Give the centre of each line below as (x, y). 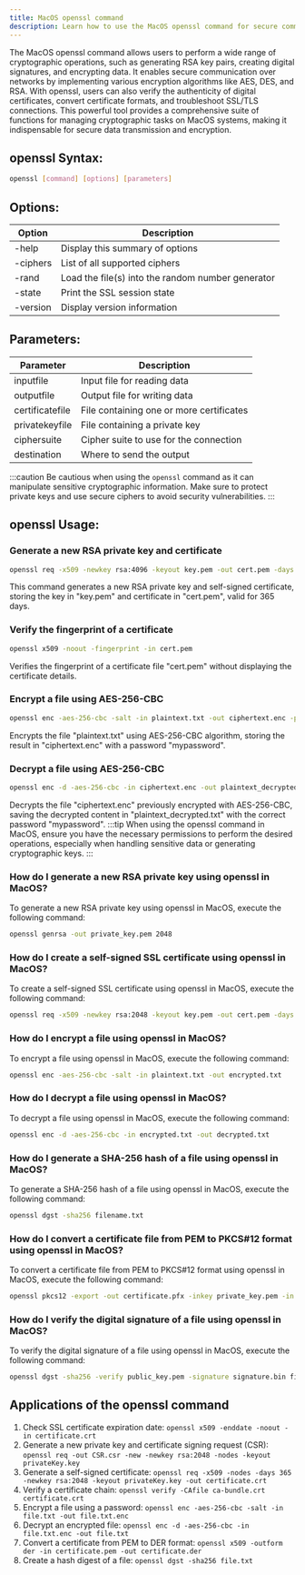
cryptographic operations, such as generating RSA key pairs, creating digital (152, 62)
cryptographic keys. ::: (51, 853)
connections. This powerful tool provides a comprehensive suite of (134, 110)
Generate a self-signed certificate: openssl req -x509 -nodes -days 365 (157, 1472)
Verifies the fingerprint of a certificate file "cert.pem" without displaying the (151, 666)
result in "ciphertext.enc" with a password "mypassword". (118, 745)
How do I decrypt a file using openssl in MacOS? (118, 1098)
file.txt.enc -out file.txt (75, 1533)
